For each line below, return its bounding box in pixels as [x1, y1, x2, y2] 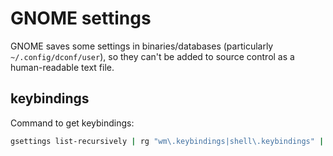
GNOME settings [10, 7, 152, 30]
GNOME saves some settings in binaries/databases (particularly [10, 40, 274, 52]
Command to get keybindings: [10, 117, 135, 129]
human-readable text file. [10, 61, 115, 73]
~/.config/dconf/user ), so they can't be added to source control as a [10, 50, 295, 62]
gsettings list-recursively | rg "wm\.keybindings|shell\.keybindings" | [10, 136, 325, 146]
